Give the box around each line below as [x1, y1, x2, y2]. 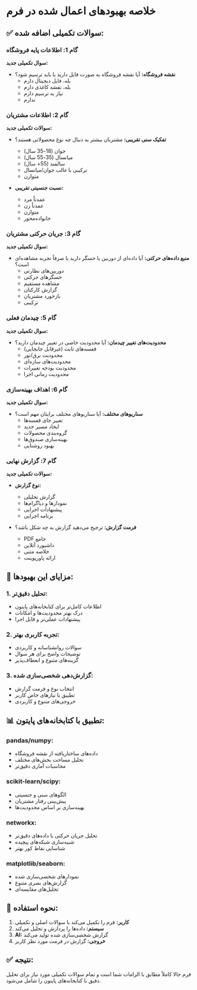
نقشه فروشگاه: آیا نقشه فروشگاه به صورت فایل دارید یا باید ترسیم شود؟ [14, 70, 176, 78]
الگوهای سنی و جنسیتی [14, 791, 67, 798]
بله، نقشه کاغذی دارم [23, 83, 71, 90]
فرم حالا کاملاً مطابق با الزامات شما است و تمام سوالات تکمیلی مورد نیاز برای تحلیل [6, 970, 192, 978]
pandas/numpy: [6, 736, 54, 744]
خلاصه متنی [23, 548, 49, 555]
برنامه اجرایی [23, 512, 54, 519]
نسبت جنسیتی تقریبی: [14, 184, 64, 192]
